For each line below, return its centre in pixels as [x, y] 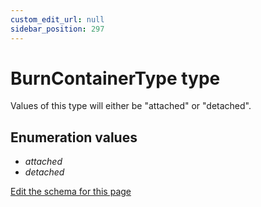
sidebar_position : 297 [57, 29]
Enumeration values [74, 137]
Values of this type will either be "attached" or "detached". [131, 106]
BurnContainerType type [115, 78]
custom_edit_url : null [57, 19]
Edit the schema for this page [71, 192]
